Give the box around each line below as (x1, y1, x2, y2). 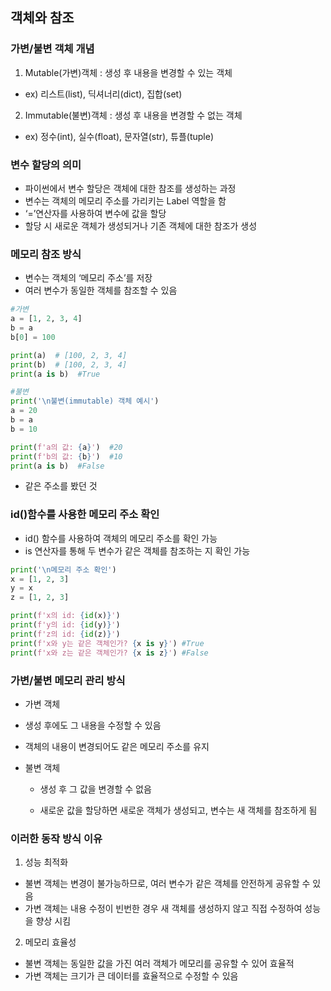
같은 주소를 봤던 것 (24, 480, 98, 492)
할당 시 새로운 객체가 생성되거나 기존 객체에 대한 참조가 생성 (24, 219, 258, 232)
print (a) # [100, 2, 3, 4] (10, 350, 128, 360)
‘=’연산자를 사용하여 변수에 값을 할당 (24, 207, 167, 219)
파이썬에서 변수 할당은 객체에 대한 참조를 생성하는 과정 (24, 182, 237, 194)
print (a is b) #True (10, 369, 101, 379)
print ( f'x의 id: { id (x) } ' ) (10, 611, 121, 621)
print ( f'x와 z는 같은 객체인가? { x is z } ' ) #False (10, 648, 209, 658)
